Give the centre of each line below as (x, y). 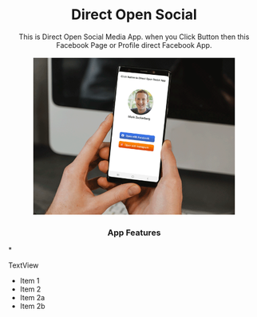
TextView (24, 265)
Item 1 (30, 281)
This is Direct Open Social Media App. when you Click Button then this (134, 37)
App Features (134, 233)
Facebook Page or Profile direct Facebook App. (134, 45)
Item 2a (32, 298)
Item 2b (32, 306)
